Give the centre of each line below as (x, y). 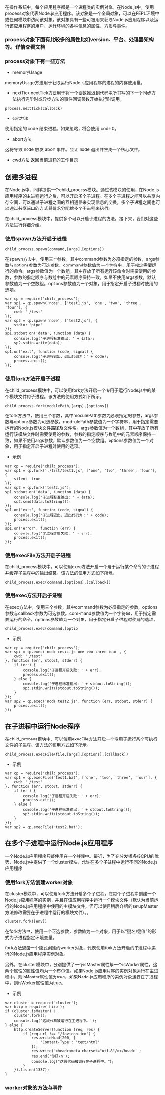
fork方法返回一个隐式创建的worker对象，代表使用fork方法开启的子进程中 (78, 948)
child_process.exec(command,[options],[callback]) (58, 582)
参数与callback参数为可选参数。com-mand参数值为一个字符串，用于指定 (79, 613)
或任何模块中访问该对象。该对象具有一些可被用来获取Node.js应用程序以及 (80, 19)
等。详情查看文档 (25, 47)
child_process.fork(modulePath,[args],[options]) (57, 406)
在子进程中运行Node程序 (42, 726)
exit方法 (20, 118)
